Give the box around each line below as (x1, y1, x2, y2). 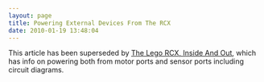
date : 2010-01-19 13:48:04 (8, 26, 99, 34)
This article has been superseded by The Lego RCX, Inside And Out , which (8, 49, 256, 58)
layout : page (8, 11, 52, 20)
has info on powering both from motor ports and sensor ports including (8, 57, 244, 66)
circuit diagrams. (8, 65, 64, 75)
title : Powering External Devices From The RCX (8, 19, 171, 27)
